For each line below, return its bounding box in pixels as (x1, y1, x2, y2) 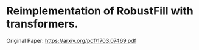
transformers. (6, 17, 79, 31)
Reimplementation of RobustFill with (6, 4, 194, 18)
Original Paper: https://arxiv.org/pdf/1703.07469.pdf (6, 37, 137, 44)
